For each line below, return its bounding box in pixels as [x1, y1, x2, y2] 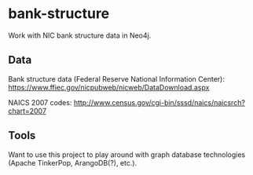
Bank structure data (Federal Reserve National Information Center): [8, 74, 225, 83]
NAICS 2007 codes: [8, 97, 72, 107]
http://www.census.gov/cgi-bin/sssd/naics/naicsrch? [73, 97, 246, 107]
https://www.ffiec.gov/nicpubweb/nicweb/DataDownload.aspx [8, 82, 210, 92]
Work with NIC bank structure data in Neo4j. [8, 31, 152, 40]
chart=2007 [8, 106, 47, 115]
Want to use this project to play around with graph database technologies [8, 150, 246, 159]
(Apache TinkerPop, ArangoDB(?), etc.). [8, 158, 137, 167]
